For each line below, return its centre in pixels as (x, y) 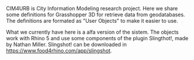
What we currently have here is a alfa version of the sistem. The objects (93, 32)
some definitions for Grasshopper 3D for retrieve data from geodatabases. (96, 15)
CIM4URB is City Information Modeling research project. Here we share (92, 8)
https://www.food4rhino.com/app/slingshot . (59, 51)
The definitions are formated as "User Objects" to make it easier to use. (92, 21)
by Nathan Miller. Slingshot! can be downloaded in (67, 44)
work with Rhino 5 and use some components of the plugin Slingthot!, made (97, 38)
